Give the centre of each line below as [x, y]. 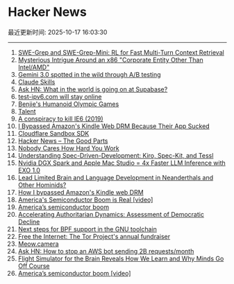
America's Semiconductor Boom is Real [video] [85, 199]
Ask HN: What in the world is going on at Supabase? [93, 89]
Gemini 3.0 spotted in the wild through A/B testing [90, 74]
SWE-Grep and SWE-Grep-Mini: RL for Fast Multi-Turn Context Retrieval [121, 52]
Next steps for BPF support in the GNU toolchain [87, 229]
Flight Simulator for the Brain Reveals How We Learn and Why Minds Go [121, 258]
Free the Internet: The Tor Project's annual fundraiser [94, 236]
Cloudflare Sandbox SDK [53, 133]
